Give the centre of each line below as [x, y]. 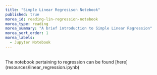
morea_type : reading [27, 24]
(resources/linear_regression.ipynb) [42, 67]
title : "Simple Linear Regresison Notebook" [53, 10]
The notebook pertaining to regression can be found [60, 62]
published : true [22, 14]
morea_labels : [20, 38]
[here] [121, 62]
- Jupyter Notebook [30, 42]
